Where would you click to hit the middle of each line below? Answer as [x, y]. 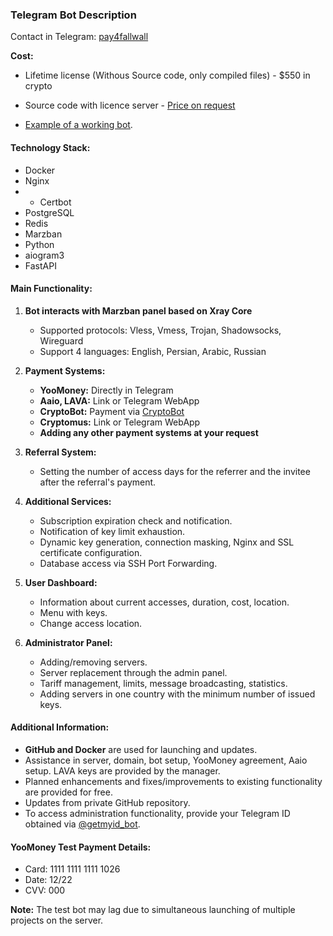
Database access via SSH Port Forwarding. [128, 563]
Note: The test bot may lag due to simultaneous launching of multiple [153, 910]
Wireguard [61, 340]
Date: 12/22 [48, 880]
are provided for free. [68, 792]
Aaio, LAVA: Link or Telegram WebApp [119, 400]
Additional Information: [60, 727]
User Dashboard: [61, 582]
